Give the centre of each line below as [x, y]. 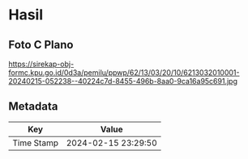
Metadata [33, 107]
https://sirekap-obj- [41, 64]
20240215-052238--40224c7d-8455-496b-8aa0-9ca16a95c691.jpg [123, 81]
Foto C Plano [41, 45]
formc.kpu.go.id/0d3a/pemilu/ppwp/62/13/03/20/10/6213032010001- [124, 73]
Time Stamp [36, 143]
